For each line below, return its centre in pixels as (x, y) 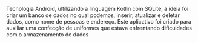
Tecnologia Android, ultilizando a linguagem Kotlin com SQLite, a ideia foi (97, 9)
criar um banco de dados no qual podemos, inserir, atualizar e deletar (93, 15)
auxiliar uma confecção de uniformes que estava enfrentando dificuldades (99, 28)
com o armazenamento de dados (48, 35)
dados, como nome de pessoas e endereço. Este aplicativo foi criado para (99, 21)
